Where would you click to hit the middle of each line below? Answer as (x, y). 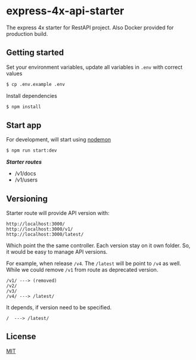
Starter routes (24, 162)
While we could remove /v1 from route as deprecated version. (82, 270)
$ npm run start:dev (32, 150)
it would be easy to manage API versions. (57, 252)
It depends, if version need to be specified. (59, 307)
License (21, 336)
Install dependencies (32, 96)
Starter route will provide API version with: (58, 213)
